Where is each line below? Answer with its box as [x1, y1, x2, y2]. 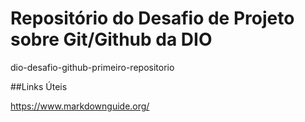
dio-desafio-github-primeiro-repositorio [10, 61, 175, 73]
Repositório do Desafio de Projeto [10, 7, 295, 30]
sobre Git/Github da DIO [10, 28, 213, 51]
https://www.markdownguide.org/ [10, 100, 150, 112]
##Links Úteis [10, 80, 68, 92]
